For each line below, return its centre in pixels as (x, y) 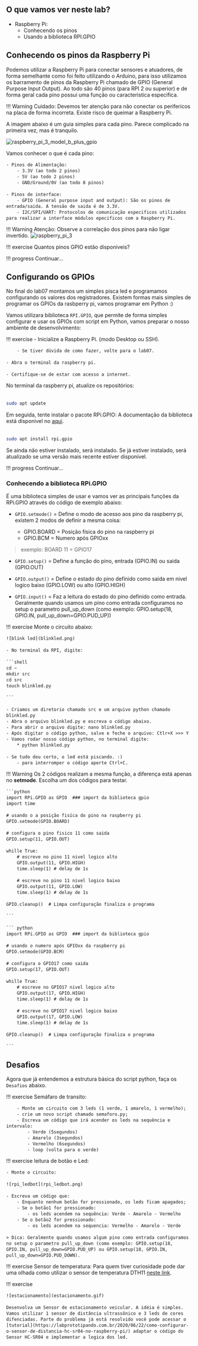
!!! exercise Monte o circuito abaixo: (49, 627)
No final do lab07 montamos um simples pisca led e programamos (87, 291)
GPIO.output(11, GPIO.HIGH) (51, 863)
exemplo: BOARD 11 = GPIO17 (56, 550)
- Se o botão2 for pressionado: (56, 1220)
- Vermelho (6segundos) (56, 1144)
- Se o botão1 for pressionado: (56, 1208)
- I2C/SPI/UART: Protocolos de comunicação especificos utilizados (101, 212)
